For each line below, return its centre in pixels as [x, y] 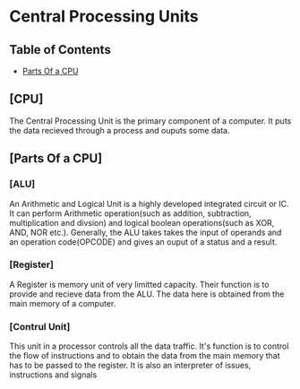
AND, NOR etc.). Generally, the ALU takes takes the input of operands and [146, 232]
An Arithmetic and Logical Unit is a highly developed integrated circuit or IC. [149, 203]
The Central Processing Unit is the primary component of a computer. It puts [150, 121]
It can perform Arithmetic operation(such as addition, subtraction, [131, 213]
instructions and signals [53, 375]
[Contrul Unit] [40, 326]
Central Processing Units [104, 17]
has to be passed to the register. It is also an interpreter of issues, [130, 366]
